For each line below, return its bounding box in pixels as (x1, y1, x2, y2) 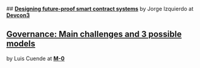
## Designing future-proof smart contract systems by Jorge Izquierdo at (6, 5, 194, 12)
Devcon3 (6, 12, 30, 19)
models (6, 39, 35, 49)
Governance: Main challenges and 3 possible (6, 29, 182, 39)
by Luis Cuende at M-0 (6, 55, 65, 62)
